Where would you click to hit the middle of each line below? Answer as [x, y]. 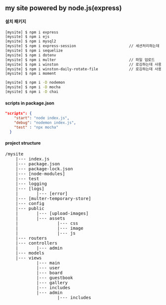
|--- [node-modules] [40, 174]
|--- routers [31, 238]
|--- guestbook [55, 278]
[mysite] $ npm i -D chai [32, 92]
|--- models [30, 253]
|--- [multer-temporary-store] [53, 198]
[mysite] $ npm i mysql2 [31, 42]
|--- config [30, 203]
